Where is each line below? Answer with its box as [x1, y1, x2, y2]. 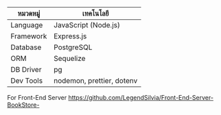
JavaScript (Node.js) [54, 21, 120, 29]
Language [10, 21, 43, 29]
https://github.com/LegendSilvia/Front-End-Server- [68, 94, 214, 101]
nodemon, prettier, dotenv [54, 76, 138, 85]
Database [10, 42, 42, 52]
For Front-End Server [7, 94, 67, 101]
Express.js [54, 31, 87, 40]
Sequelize [54, 54, 86, 63]
